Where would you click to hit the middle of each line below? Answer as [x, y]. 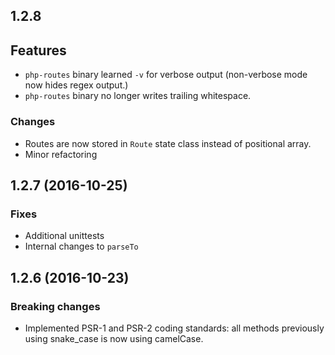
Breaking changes [55, 306]
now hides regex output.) [76, 85]
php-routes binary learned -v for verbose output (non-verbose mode [166, 75]
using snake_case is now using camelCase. [114, 338]
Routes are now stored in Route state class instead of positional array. [168, 143]
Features [38, 50]
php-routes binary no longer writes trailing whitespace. [138, 96]
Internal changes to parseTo [81, 246]
